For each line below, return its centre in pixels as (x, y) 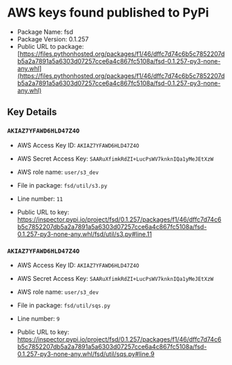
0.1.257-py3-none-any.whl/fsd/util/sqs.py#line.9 (86, 354)
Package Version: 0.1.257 (53, 39)
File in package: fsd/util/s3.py (62, 185)
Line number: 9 (38, 318)
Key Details (32, 112)
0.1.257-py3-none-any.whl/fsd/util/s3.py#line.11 (84, 234)
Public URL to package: (50, 46)
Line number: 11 (40, 199)
